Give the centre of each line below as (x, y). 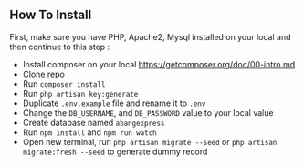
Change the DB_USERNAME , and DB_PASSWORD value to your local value (148, 112)
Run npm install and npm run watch (89, 132)
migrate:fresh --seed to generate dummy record (115, 151)
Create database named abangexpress (94, 122)
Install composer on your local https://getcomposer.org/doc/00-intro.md (159, 64)
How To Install (51, 15)
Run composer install (64, 83)
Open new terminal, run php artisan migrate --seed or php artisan (150, 141)
